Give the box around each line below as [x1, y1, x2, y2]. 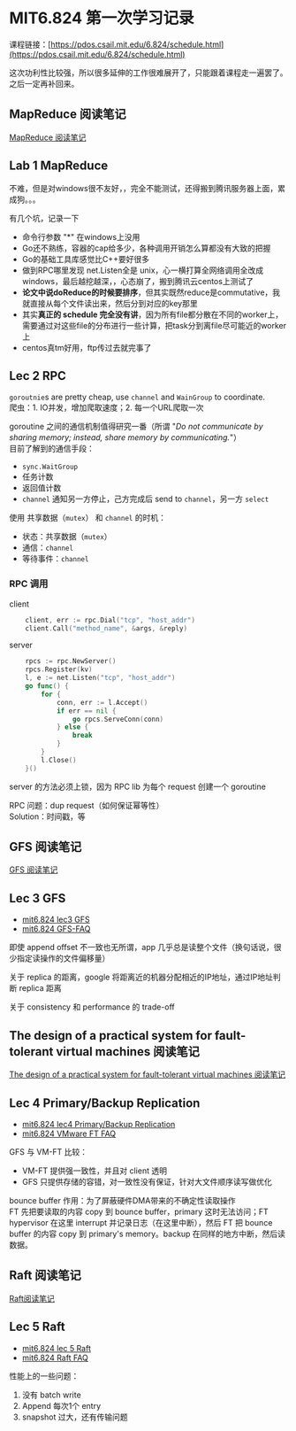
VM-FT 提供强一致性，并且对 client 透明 [21, 1165, 168, 1176]
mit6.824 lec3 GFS [21, 914, 90, 925]
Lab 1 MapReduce [9, 159, 109, 174]
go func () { [25, 682, 69, 691]
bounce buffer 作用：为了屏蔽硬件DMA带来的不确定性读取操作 [9, 1195, 236, 1205]
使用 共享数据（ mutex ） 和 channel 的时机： [9, 513, 166, 523]
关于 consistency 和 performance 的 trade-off [9, 1002, 175, 1012]
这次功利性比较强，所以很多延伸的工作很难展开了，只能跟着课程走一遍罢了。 [9, 67, 288, 78]
